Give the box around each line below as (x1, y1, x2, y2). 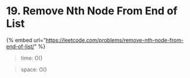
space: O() (20, 65, 47, 73)
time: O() (20, 54, 43, 61)
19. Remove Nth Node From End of (6, 4, 177, 18)
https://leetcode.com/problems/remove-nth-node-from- (45, 36, 184, 43)
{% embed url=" (6, 36, 46, 43)
